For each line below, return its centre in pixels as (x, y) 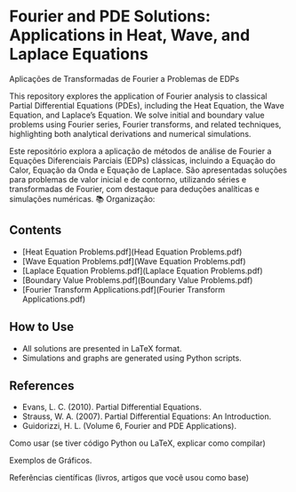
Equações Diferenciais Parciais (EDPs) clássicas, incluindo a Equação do (142, 160)
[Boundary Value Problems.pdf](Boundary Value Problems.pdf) (137, 280)
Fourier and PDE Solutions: (110, 16)
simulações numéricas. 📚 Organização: (82, 198)
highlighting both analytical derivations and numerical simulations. (130, 133)
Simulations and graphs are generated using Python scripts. (132, 358)
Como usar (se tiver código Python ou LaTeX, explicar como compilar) (138, 443)
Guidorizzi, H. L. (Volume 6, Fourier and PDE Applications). (129, 426)
